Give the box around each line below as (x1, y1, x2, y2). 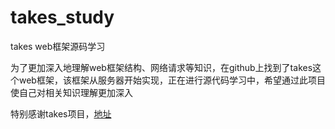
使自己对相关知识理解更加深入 (10, 86, 133, 98)
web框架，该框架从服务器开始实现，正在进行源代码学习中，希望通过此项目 (18, 74, 326, 86)
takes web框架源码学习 (10, 40, 106, 52)
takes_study (10, 6, 115, 29)
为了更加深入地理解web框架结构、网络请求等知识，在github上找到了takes (10, 61, 313, 73)
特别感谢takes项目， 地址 (10, 107, 112, 120)
